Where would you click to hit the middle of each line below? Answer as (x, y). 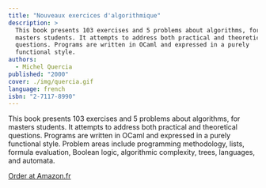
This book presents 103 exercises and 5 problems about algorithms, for (124, 118)
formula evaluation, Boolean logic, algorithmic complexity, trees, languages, (132, 152)
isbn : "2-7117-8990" (42, 96)
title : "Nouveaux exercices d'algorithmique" (84, 15)
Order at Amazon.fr (40, 176)
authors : (23, 60)
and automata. (32, 161)
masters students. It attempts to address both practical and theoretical (123, 127)
